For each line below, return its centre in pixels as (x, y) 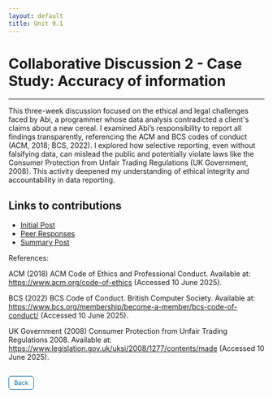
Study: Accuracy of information (117, 81)
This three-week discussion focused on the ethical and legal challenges (129, 111)
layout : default (36, 16)
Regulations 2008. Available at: (60, 340)
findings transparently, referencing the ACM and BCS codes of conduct (128, 137)
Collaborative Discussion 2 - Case (125, 64)
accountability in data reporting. (62, 180)
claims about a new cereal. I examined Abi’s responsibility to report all (125, 128)
